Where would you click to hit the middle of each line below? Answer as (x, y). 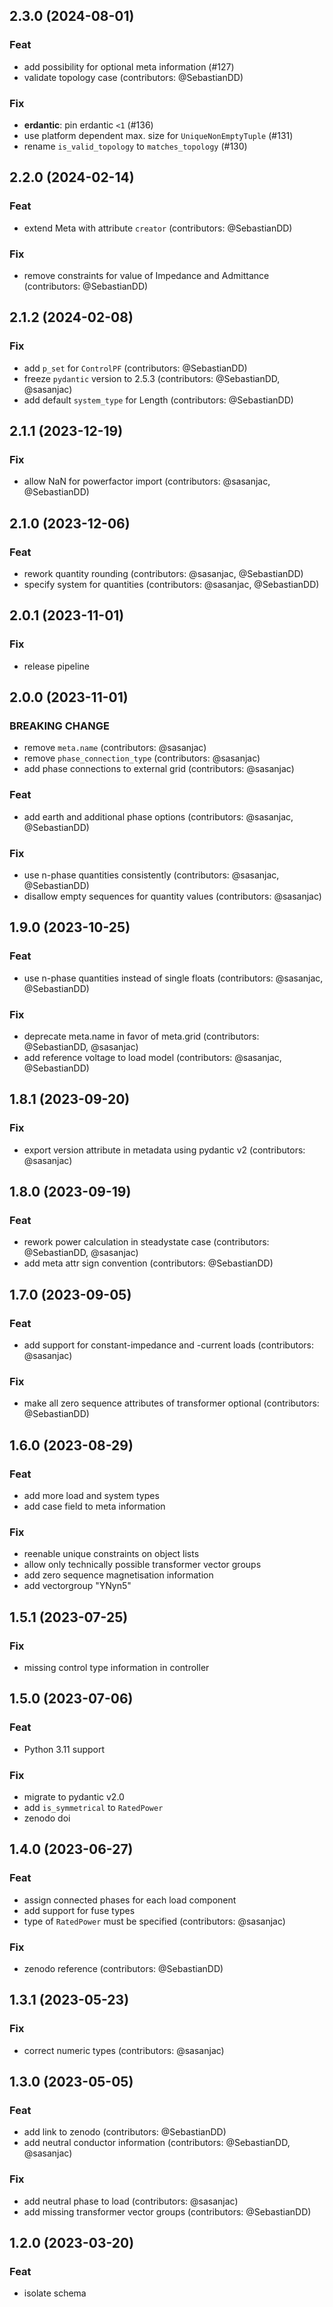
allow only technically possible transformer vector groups (142, 1565)
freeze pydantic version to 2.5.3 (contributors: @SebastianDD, (152, 378)
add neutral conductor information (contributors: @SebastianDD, (157, 2143)
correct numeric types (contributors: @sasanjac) (124, 2050)
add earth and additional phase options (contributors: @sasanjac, (158, 816)
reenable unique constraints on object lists (111, 1554)
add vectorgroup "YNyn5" (77, 1586)
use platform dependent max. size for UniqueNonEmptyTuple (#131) (158, 135)
